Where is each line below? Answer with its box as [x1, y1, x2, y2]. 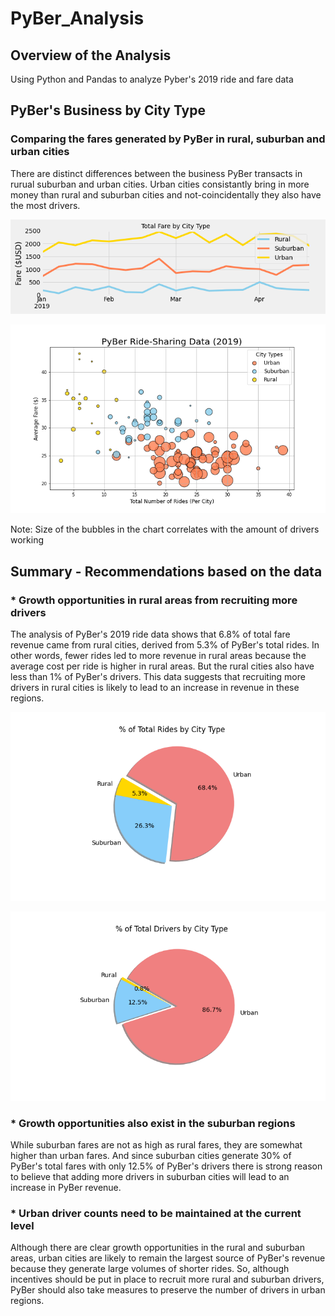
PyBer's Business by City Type [10, 102, 207, 119]
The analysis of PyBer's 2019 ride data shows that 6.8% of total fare [10, 628, 291, 640]
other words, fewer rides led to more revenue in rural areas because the [10, 649, 307, 661]
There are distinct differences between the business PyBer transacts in [10, 167, 303, 179]
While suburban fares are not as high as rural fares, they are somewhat [10, 1139, 303, 1151]
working [10, 534, 45, 546]
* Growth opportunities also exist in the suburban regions [10, 1116, 296, 1130]
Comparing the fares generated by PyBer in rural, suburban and [10, 132, 326, 146]
